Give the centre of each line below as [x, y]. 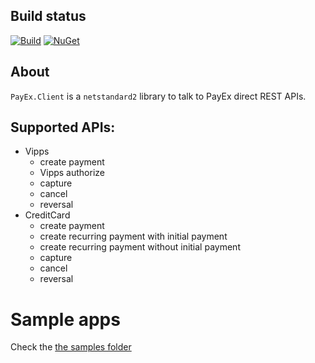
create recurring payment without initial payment [140, 247]
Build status [48, 16]
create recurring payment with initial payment [133, 236]
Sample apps [65, 319]
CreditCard [47, 215]
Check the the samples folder [71, 347]
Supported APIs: [63, 127]
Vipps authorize [72, 173]
